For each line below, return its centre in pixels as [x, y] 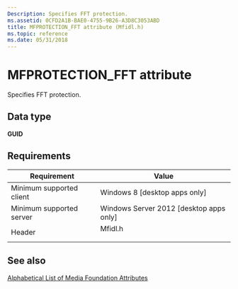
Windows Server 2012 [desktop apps [163, 208]
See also [27, 261]
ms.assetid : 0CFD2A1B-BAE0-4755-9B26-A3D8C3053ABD [84, 20]
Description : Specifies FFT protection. [68, 14]
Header [23, 232]
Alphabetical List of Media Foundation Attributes [78, 278]
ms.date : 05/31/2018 [38, 40]
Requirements [39, 156]
